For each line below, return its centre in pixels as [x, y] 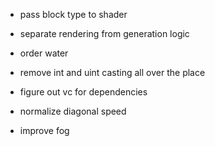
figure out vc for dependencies [83, 92]
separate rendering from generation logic [104, 33]
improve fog [44, 130]
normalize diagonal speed [73, 111]
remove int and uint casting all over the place [112, 72]
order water [44, 53]
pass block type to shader [73, 14]
